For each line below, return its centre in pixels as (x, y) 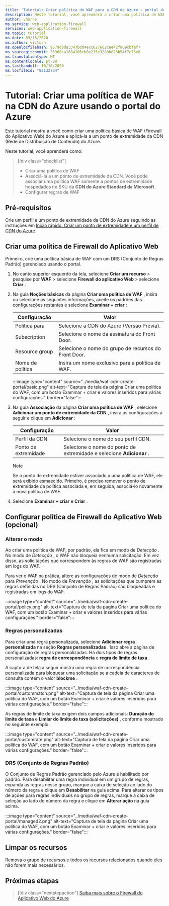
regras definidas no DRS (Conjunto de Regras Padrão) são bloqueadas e (80, 587)
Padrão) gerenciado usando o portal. (43, 264)
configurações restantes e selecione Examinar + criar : (70, 305)
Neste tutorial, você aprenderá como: (44, 151)
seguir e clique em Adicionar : (44, 418)
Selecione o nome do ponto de (100, 447)
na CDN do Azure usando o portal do (83, 106)
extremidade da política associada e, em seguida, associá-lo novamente (87, 486)
